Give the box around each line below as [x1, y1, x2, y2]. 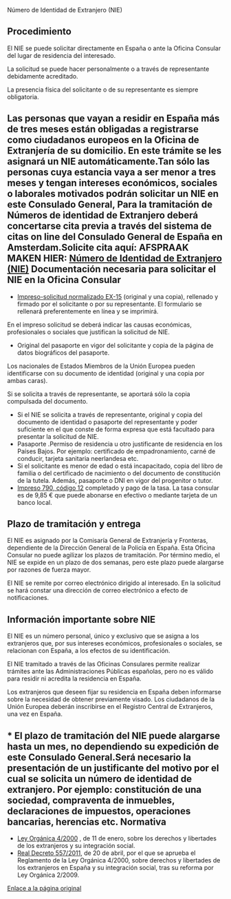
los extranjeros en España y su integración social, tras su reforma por [16, 864, 214, 872]
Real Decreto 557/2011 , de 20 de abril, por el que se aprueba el [16, 849, 196, 857]
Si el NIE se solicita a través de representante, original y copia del [16, 410, 203, 419]
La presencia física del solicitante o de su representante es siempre [7, 85, 199, 94]
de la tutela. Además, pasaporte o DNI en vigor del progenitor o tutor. [16, 476, 213, 484]
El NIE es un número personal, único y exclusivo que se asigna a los [7, 632, 199, 640]
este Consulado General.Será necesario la [7, 751, 191, 763]
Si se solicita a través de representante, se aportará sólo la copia [7, 389, 190, 398]
